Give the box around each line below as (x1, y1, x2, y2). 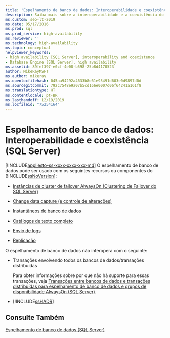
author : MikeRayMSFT (5, 69, 49, 74)
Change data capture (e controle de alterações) (12, 198, 112, 204)
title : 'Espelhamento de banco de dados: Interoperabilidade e (5, 7, 142, 13)
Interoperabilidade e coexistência (5, 135, 149, 146)
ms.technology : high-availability (5, 41, 78, 46)
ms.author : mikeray (5, 74, 47, 79)
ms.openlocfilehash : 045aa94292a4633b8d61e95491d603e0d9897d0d (5, 78, 142, 83)
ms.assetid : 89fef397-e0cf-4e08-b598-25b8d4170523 (5, 64, 114, 69)
